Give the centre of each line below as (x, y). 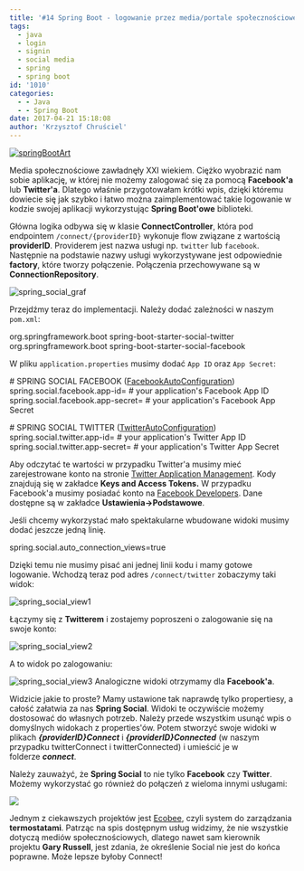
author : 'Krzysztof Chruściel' (68, 128)
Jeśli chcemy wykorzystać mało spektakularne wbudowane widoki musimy (149, 520)
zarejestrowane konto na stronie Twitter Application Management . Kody (143, 474)
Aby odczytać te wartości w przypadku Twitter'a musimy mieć (126, 464)
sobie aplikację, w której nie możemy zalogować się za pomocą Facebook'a (152, 180)
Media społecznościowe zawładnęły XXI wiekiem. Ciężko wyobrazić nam (146, 170)
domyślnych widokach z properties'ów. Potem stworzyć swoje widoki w (143, 728)
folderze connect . (43, 757)
